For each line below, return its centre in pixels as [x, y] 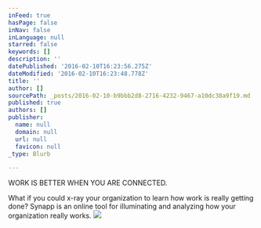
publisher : [26, 118]
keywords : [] [29, 52]
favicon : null [38, 147]
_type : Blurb [29, 154]
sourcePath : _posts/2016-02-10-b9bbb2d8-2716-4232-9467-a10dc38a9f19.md [129, 96]
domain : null [36, 132]
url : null [31, 139]
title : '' [24, 81]
